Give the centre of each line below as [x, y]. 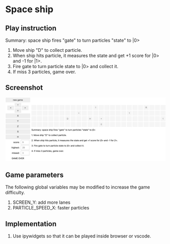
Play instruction [31, 28]
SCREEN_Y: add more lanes [41, 202]
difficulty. [15, 193]
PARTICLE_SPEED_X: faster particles [51, 208]
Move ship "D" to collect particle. [47, 50]
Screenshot [24, 88]
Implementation [31, 224]
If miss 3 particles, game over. [44, 72]
